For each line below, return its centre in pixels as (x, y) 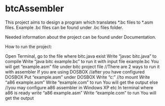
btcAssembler (34, 9)
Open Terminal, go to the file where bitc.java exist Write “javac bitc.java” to (81, 56)
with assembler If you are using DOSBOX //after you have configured (75, 71)
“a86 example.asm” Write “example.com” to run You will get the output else (82, 82)
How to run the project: (29, 46)
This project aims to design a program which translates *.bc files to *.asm (79, 22)
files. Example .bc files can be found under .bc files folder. (64, 27)
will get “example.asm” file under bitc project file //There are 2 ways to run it (82, 67)
